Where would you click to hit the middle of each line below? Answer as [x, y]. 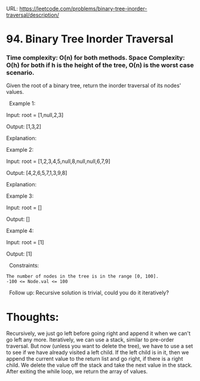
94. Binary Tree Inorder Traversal [90, 39]
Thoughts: [33, 317]
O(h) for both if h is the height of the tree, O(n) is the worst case [100, 65]
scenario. [20, 73]
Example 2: [20, 150]
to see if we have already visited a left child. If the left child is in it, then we [98, 352]
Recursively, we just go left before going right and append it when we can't [99, 333]
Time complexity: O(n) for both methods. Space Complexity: [96, 58]
